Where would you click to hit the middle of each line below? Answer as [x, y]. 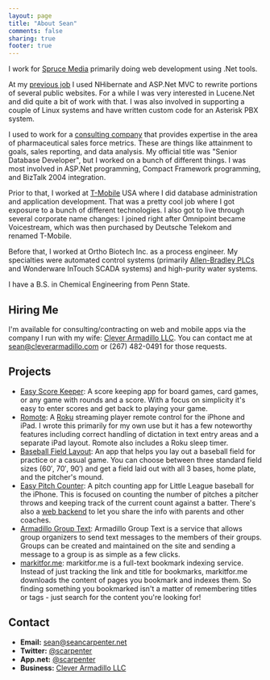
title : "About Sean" [43, 23]
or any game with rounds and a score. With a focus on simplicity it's [133, 400]
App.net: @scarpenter [58, 659]
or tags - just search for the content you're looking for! [110, 597]
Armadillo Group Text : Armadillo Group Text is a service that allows [131, 528]
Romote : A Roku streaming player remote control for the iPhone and [132, 417]
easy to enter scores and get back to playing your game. [114, 408]
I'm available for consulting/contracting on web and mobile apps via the [127, 329]
